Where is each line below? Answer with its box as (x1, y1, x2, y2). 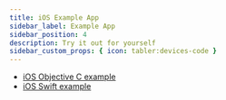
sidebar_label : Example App (9, 22, 116, 31)
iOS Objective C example (22, 71, 116, 82)
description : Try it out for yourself (9, 38, 156, 48)
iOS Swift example (22, 81, 92, 92)
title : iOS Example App (9, 13, 100, 23)
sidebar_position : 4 (9, 30, 88, 39)
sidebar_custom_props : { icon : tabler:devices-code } (9, 47, 218, 56)
